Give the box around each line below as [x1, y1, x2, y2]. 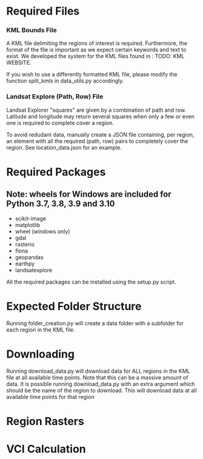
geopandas [15, 253, 44, 260]
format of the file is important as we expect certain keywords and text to [6, 46, 187, 53]
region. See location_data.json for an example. [6, 144, 122, 151]
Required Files [6, 4, 80, 18]
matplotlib [15, 221, 41, 228]
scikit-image [15, 214, 47, 222]
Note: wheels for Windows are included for [6, 189, 171, 200]
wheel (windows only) [15, 228, 71, 235]
